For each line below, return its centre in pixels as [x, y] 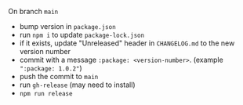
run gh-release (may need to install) [77, 85]
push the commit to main [59, 76]
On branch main [33, 11]
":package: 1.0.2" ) [51, 68]
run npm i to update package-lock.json [82, 35]
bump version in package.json [67, 26]
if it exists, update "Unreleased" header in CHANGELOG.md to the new [127, 43]
